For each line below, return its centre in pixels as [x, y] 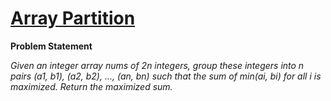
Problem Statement [51, 46]
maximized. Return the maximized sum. [91, 86]
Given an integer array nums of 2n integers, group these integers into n [157, 65]
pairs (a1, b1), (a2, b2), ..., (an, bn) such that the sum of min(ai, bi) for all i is [166, 76]
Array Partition [73, 18]
